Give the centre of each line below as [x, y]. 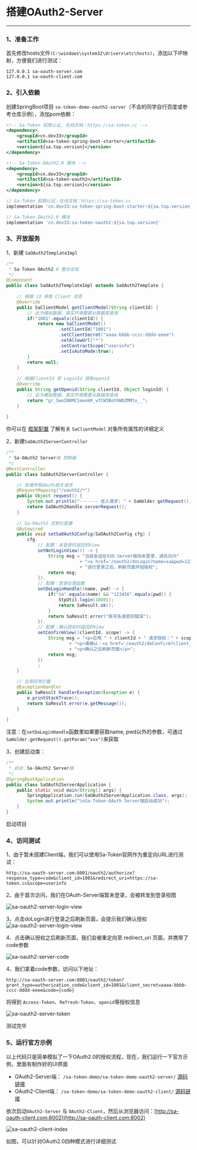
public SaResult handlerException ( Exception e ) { [79, 692]
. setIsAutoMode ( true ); [86, 351]
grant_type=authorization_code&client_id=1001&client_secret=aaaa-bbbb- [97, 985]
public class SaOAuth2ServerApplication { [59, 785]
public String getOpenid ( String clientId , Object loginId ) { [93, 389]
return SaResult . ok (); [86, 605]
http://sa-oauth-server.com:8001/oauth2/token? [65, 980]
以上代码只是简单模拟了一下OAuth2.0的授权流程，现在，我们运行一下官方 [95, 1056]
